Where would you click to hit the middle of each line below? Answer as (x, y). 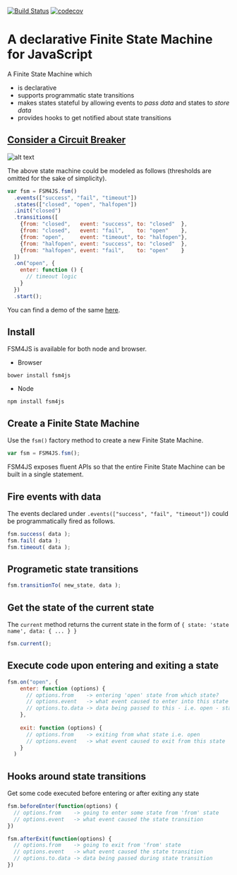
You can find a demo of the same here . (64, 310)
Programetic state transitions (73, 569)
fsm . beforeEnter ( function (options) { (63, 806)
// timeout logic (51, 277)
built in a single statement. (45, 474)
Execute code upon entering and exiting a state (113, 665)
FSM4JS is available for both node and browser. (77, 349)
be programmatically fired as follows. (61, 521)
